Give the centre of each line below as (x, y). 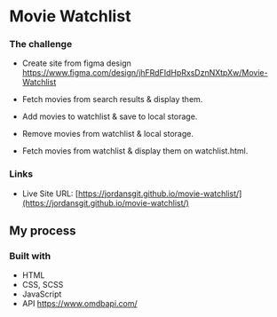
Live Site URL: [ (50, 194)
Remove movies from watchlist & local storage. (107, 134)
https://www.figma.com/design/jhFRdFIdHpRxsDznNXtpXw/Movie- (145, 73)
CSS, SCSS (43, 285)
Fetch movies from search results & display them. (112, 99)
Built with (30, 257)
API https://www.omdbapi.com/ (79, 304)
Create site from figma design (76, 63)
